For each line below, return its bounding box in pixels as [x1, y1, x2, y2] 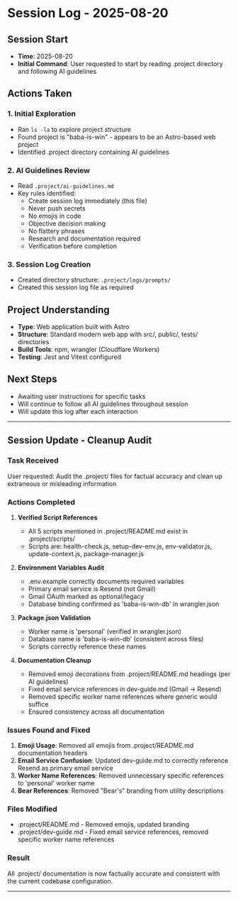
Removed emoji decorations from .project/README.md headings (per [28, 669, 231, 678]
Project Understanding [7, 304, 110, 316]
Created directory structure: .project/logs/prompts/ [17, 275, 171, 285]
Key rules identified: [17, 189, 76, 197]
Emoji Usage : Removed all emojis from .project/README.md [17, 741, 194, 750]
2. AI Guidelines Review [7, 165, 91, 175]
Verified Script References [17, 513, 98, 522]
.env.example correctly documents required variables [28, 577, 184, 585]
